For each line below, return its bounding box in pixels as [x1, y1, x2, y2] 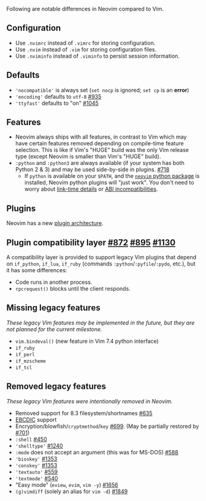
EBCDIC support [15, 416, 57, 423]
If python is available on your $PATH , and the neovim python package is [24, 172, 200, 180]
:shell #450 [15, 435, 47, 443]
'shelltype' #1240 [15, 442, 63, 449]
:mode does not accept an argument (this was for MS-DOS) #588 [15, 448, 179, 456]
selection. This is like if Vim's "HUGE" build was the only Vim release [15, 147, 189, 154]
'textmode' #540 [15, 475, 58, 482]
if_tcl [15, 364, 32, 370]
